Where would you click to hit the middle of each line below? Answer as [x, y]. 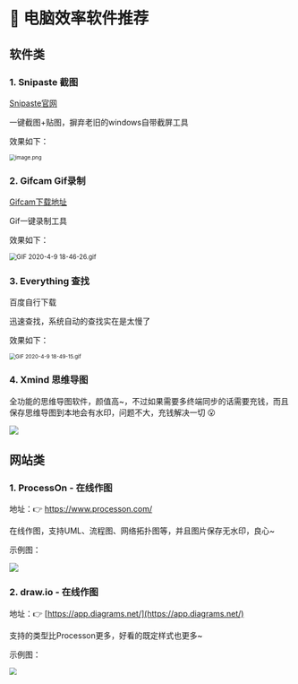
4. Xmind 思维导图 [49, 380]
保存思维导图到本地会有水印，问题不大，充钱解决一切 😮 [113, 412]
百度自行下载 [33, 302]
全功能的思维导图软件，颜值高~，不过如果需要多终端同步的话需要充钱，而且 [149, 401]
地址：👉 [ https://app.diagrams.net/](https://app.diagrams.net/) [127, 613]
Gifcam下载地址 [38, 202]
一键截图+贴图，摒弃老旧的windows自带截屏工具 [99, 122]
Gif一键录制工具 [38, 221]
